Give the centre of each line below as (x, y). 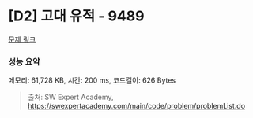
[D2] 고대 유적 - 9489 (76, 16)
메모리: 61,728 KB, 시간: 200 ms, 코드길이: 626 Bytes (92, 80)
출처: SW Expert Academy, (70, 97)
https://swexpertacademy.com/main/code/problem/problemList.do (136, 106)
